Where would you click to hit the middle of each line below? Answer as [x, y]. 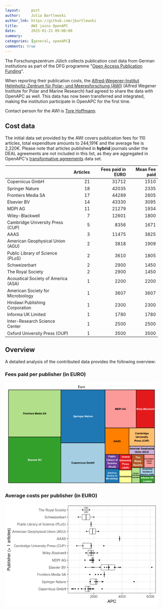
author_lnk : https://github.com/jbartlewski [51, 20]
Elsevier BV [18, 202]
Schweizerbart [22, 265]
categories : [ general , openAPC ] [38, 41]
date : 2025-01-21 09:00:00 [39, 31]
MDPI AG [16, 209]
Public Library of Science [32, 253]
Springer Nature [23, 188]
